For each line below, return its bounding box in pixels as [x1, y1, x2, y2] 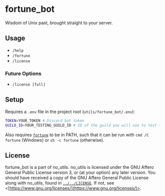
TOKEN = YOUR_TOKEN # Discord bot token [5, 118, 84, 123]
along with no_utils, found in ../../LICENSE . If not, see [5, 180, 114, 186]
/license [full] [12, 82, 46, 87]
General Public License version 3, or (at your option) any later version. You [5, 169, 156, 176]
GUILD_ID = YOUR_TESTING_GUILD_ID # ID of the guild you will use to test [5, 122, 157, 128]
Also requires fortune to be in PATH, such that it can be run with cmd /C [5, 132, 149, 138]
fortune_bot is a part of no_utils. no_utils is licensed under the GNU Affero [5, 164, 154, 170]
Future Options [5, 70, 42, 77]
